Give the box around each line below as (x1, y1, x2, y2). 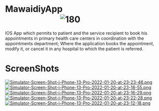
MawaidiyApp (5, 3, 63, 15)
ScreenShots (5, 63, 59, 74)
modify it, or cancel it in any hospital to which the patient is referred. (5, 46, 144, 52)
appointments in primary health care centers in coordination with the (5, 35, 144, 41)
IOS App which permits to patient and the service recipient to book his (5, 30, 148, 36)
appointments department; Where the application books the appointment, (5, 40, 154, 46)
